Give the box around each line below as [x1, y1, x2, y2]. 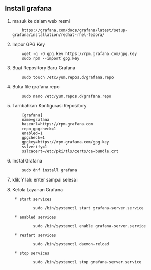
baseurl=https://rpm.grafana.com [22, 121, 93, 127]
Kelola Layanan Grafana [12, 186, 63, 192]
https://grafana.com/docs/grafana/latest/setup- [22, 28, 128, 33]
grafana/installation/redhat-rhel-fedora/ [12, 32, 105, 38]
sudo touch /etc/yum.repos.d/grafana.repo [22, 75, 114, 80]
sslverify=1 [22, 144, 47, 149]
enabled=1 [22, 131, 43, 136]
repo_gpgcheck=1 [22, 126, 56, 131]
